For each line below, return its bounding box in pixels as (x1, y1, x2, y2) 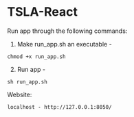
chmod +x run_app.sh (7, 53, 67, 60)
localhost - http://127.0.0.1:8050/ (7, 103, 112, 110)
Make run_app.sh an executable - (16, 40, 112, 48)
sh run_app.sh (7, 78, 48, 86)
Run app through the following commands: (7, 27, 128, 35)
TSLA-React (7, 4, 78, 20)
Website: (7, 90, 32, 99)
